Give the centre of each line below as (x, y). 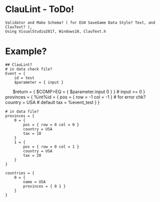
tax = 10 (32, 133)
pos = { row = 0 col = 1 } (51, 147)
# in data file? (22, 112)
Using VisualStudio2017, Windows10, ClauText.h (56, 31)
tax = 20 (32, 155)
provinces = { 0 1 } (44, 186)
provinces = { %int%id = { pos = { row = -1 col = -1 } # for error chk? (75, 97)
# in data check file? (29, 69)
